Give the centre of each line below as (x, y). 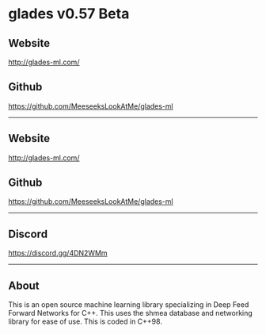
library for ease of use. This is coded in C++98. (85, 321)
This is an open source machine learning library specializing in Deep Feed (129, 305)
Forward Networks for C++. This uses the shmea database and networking (131, 313)
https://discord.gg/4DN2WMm (58, 253)
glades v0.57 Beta (69, 14)
